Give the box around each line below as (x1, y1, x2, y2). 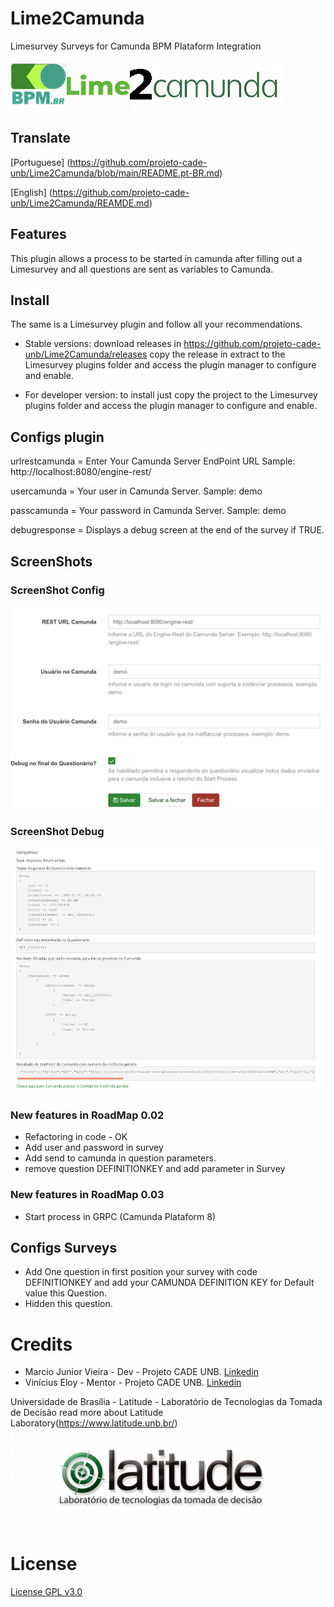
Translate (10, 130, 71, 147)
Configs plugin (10, 428, 105, 446)
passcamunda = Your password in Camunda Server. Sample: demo (10, 505, 287, 517)
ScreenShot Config (10, 583, 105, 597)
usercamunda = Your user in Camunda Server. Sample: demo (10, 485, 263, 497)
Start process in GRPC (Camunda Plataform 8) (24, 1210, 217, 1222)
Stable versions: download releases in (24, 338, 182, 350)
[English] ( (10, 186, 53, 198)
